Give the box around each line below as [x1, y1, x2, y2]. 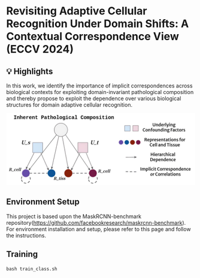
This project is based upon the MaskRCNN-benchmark [6, 213, 142, 220]
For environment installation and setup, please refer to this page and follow [6, 225, 191, 232]
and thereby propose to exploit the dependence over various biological [6, 95, 181, 102]
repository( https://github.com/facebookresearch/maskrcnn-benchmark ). [6, 219, 186, 226]
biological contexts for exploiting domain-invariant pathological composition [6, 89, 194, 95]
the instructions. [6, 232, 47, 239]
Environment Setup [6, 197, 80, 207]
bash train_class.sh [6, 265, 58, 272]
